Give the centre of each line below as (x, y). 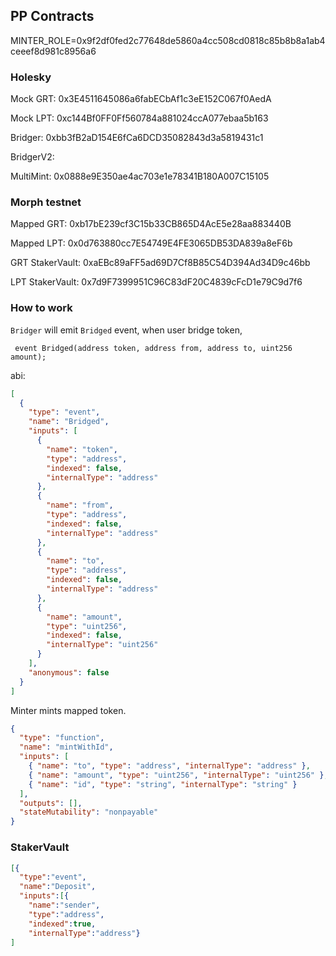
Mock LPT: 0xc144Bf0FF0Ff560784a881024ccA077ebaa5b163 (139, 118)
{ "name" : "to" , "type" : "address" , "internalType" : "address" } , (169, 766)
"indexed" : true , (62, 924)
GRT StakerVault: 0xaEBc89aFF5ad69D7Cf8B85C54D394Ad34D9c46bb (160, 263)
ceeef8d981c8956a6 (53, 51)
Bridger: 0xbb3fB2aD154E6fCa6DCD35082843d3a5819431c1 (137, 138)
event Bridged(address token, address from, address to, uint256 (153, 348)
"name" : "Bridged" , (69, 422)
